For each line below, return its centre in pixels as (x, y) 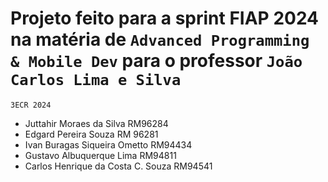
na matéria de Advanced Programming (160, 39)
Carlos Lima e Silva (96, 80)
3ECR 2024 (31, 105)
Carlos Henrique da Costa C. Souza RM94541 (118, 166)
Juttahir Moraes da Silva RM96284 (96, 123)
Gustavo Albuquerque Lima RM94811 (100, 155)
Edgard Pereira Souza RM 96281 (91, 134)
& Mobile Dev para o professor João (156, 61)
